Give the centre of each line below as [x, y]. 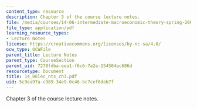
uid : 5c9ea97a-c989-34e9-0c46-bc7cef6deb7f [60, 82]
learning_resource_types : [38, 33]
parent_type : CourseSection [40, 60]
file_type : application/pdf [40, 28]
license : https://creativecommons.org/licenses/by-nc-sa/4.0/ [84, 44]
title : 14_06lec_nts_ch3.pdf [42, 76]
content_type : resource [35, 11]
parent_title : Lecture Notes [42, 55]
